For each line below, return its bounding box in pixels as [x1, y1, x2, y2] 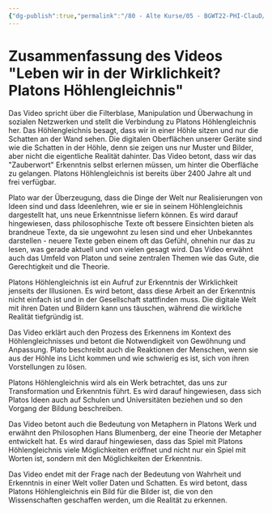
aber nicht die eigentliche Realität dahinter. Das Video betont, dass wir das [8, 151, 257, 160]
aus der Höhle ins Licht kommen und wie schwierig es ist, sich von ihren [8, 353, 249, 363]
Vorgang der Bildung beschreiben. [8, 403, 123, 413]
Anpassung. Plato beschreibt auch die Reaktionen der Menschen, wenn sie [8, 344, 259, 354]
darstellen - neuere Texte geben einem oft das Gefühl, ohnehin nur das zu [8, 236, 255, 246]
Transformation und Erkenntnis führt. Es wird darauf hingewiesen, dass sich [8, 386, 261, 395]
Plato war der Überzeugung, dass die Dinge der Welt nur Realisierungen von [8, 192, 263, 203]
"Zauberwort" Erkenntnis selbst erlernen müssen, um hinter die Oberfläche [8, 160, 259, 169]
